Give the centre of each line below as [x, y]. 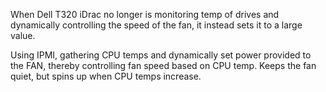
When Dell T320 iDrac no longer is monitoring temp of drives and [145, 14]
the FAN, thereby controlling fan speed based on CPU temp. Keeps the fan [163, 65]
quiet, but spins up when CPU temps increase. [106, 76]
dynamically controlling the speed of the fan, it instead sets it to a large [156, 25]
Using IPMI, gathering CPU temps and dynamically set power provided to [161, 55]
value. [23, 35]
